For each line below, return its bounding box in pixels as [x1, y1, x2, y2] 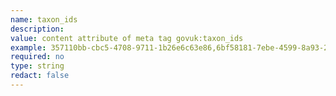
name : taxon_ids [10, 14, 78, 25]
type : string [10, 61, 65, 71]
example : [10, 42, 47, 53]
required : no [10, 52, 65, 62]
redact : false [10, 71, 70, 81]
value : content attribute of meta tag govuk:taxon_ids [10, 33, 244, 43]
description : [10, 24, 65, 34]
